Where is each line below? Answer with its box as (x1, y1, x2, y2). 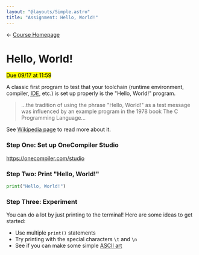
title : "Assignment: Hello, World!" (6, 14, 98, 20)
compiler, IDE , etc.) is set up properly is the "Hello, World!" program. (6, 90, 176, 97)
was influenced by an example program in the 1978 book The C (21, 108, 178, 115)
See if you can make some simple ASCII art (14, 242, 122, 250)
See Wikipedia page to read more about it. (6, 126, 112, 133)
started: (6, 218, 26, 225)
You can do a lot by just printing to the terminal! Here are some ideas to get (6, 211, 193, 218)
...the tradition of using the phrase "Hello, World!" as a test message (21, 102, 191, 109)
